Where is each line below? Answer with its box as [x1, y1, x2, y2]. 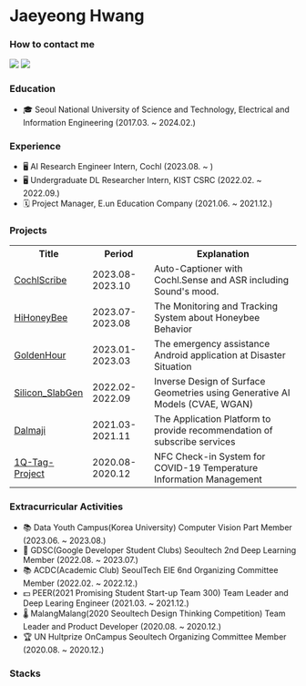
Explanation [197, 248, 250, 261]
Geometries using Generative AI [154, 386, 291, 399]
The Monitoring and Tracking [154, 300, 279, 312]
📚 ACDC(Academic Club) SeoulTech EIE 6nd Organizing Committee [22, 564, 279, 575]
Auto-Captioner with [154, 262, 243, 275]
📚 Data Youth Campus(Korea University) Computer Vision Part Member [22, 521, 293, 533]
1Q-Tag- [14, 456, 55, 469]
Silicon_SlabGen [14, 386, 84, 399]
